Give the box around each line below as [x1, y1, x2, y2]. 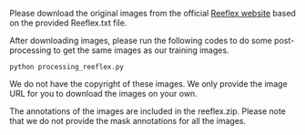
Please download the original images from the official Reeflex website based [9, 8, 296, 18]
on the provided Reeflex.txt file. [9, 17, 127, 28]
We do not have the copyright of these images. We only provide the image [9, 78, 289, 89]
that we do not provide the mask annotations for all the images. [9, 116, 247, 126]
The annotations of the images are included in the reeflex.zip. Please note [9, 106, 287, 117]
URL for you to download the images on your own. [9, 88, 198, 99]
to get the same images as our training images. [53, 45, 229, 56]
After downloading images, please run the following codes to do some [9, 36, 273, 46]
